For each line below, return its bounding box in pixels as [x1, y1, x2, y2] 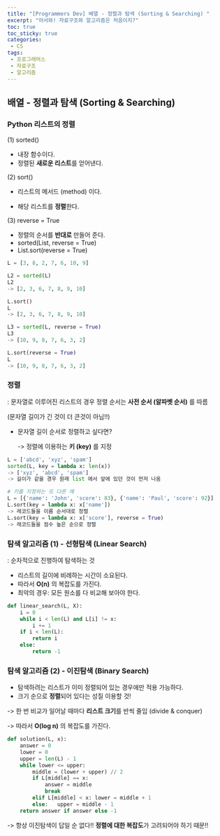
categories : [7, 36, 42, 43]
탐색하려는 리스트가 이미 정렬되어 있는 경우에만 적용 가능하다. [17, 683, 184, 692]
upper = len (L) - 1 [20, 755, 77, 762]
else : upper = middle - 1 [32, 800, 114, 808]
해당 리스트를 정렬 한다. [17, 203, 80, 211]
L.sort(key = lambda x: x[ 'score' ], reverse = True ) [7, 514, 164, 521]
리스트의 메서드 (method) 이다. [17, 187, 103, 196]
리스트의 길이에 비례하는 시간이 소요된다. [17, 570, 128, 579]
